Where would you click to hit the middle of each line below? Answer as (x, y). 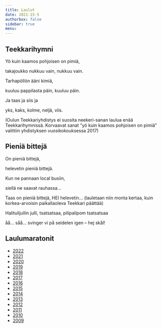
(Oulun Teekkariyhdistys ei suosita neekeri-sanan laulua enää (69, 120)
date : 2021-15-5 (22, 15)
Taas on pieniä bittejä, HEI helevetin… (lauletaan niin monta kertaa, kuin (79, 198)
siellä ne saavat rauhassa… (33, 188)
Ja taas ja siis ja (22, 100)
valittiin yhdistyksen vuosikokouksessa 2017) (52, 130)
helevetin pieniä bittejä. (29, 168)
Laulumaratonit (30, 238)
